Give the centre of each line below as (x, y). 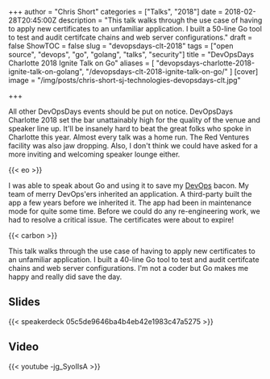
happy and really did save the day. (65, 277)
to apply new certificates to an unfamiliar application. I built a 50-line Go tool (135, 29)
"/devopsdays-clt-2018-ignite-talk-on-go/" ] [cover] (172, 71)
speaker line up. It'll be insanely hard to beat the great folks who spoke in (130, 129)
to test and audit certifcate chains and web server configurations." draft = (130, 37)
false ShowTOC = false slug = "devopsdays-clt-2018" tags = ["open (121, 46)
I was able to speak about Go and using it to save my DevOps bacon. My (129, 185)
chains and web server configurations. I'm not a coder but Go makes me (128, 268)
